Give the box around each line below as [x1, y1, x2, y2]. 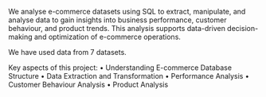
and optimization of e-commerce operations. [33, 32, 182, 41]
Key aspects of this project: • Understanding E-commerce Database [8, 63, 233, 72]
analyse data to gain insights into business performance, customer [8, 15, 227, 25]
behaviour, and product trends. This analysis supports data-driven [8, 24, 225, 33]
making [8, 32, 33, 41]
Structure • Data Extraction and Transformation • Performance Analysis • [8, 72, 249, 80]
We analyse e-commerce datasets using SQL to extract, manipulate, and [8, 7, 246, 16]
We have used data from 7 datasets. [8, 48, 127, 56]
